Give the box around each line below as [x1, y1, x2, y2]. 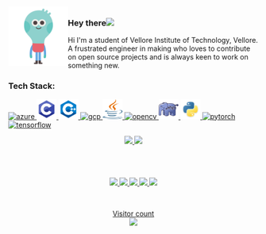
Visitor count [112, 209, 155, 218]
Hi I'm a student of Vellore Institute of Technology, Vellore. [67, 36, 258, 45]
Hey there [67, 17, 107, 29]
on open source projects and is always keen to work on [67, 52, 249, 62]
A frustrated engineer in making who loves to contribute [67, 44, 251, 53]
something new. [67, 61, 120, 71]
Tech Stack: [8, 81, 56, 92]
